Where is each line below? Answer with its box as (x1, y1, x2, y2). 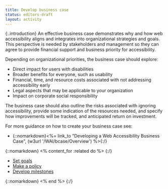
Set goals (12, 158, 33, 164)
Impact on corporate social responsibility (12, 93, 98, 99)
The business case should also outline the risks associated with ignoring (5, 103, 156, 109)
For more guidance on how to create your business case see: (5, 123, 133, 129)
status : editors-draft (5, 12, 53, 17)
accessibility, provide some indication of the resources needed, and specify (5, 108, 163, 114)
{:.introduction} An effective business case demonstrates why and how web (5, 31, 163, 37)
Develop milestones (12, 168, 54, 174)
